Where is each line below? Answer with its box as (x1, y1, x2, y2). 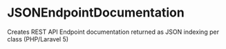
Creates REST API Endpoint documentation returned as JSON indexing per (7, 28, 220, 36)
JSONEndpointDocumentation (7, 5, 185, 21)
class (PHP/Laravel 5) (7, 35, 69, 43)
